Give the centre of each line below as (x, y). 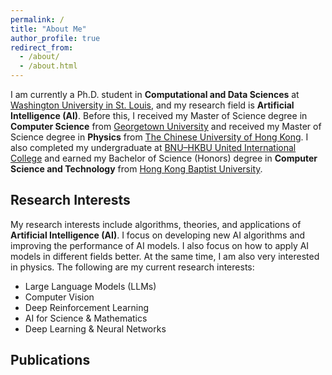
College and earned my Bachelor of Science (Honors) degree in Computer (164, 158)
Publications (50, 360)
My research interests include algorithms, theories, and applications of (156, 224)
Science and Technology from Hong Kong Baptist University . (136, 169)
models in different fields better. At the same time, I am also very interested (165, 256)
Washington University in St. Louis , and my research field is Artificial (152, 105)
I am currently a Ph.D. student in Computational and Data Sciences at (155, 94)
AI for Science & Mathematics (86, 318)
